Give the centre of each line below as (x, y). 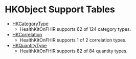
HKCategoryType (30, 24)
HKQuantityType (29, 45)
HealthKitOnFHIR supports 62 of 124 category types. (75, 29)
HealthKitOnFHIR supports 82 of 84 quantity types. (74, 51)
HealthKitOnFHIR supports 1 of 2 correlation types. (73, 40)
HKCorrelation (27, 34)
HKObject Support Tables (60, 9)
